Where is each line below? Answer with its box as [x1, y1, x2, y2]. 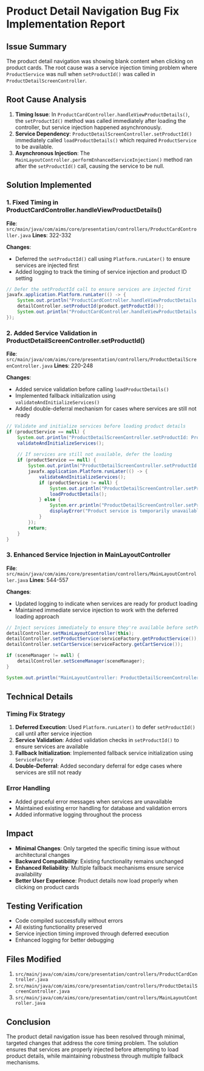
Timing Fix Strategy [6, 710, 66, 718]
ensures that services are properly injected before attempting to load [6, 1045, 179, 1053]
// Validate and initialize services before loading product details [6, 423, 186, 429]
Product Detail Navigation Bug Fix [6, 4, 179, 18]
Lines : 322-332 [32, 231, 72, 238]
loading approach [15, 612, 59, 620]
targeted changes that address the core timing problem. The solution [6, 1039, 178, 1047]
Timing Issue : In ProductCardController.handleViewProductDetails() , [15, 111, 190, 118]
